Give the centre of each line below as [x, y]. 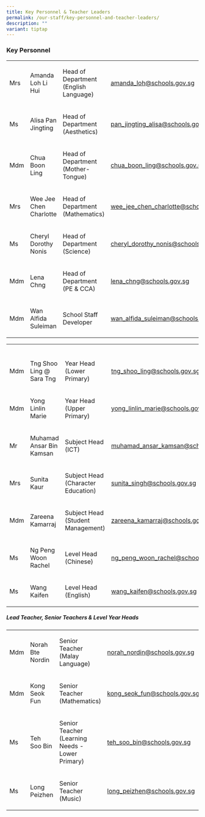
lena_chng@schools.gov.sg [150, 281]
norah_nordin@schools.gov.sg [151, 652]
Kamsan [42, 453]
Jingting [42, 127]
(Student [77, 520]
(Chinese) [79, 562]
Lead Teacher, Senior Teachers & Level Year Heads [73, 618]
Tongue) [75, 176]
